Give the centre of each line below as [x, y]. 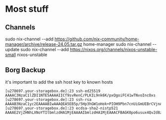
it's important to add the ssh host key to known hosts [59, 82]
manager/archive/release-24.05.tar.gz [44, 44]
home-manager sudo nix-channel [117, 44]
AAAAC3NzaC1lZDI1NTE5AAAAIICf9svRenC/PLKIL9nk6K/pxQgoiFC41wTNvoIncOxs [80, 95]
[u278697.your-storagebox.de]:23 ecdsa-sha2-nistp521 [62, 108]
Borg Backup [25, 70]
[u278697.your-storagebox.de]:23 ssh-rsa [48, 99]
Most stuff [27, 9]
